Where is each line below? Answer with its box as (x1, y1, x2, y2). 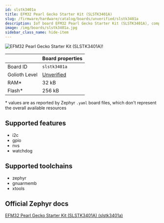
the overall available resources (5, 105, 67, 111)
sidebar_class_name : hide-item (5, 30, 69, 35)
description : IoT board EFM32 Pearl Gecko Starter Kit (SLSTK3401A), (5, 21, 150, 26)
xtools (12, 185, 25, 191)
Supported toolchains (5, 162, 73, 171)
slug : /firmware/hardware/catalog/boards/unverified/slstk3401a (5, 16, 139, 21)
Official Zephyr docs (5, 199, 69, 208)
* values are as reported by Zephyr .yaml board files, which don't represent (5, 100, 157, 105)
